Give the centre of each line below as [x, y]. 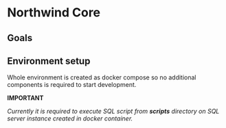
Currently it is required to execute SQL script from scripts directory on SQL [113, 112]
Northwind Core [54, 13]
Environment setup [49, 61]
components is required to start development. [72, 85]
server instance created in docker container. [70, 118]
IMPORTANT [25, 98]
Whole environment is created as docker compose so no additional [102, 77]
